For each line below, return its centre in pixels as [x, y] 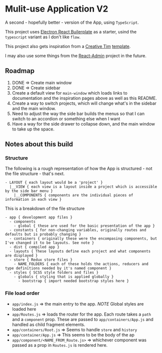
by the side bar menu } [29, 191]
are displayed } [21, 256]
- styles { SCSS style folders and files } [54, 273]
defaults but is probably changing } [43, 234]
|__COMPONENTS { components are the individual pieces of [73, 195]
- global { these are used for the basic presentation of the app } [84, 226]
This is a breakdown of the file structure [45, 209]
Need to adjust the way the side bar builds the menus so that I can [78, 113]
